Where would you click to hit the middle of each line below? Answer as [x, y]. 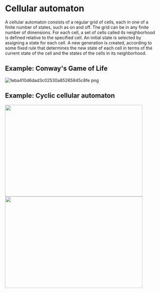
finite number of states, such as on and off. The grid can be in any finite [77, 27]
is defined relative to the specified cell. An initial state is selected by [73, 38]
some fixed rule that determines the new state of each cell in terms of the [79, 48]
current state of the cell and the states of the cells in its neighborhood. [76, 53]
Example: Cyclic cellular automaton [60, 96]
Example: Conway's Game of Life [56, 69]
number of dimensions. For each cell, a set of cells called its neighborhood [80, 32]
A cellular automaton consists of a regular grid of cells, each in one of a [77, 22]
